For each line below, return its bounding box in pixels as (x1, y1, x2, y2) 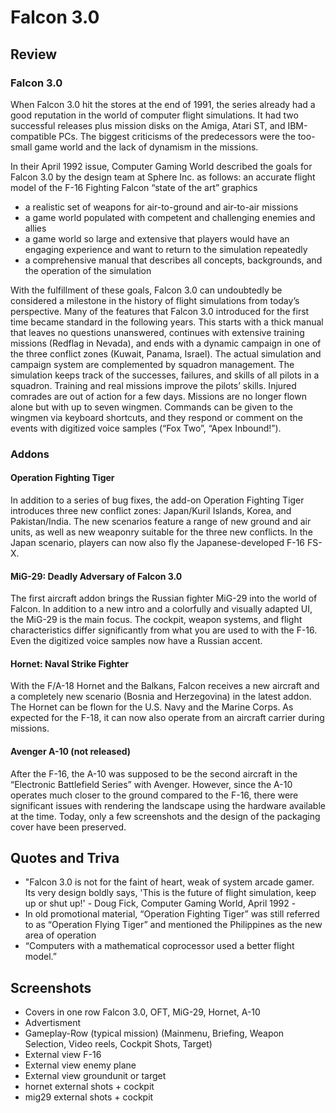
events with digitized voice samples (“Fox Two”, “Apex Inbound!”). (10, 422, 282, 434)
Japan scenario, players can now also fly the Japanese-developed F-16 (10, 537, 306, 548)
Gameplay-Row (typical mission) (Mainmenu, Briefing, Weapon (24, 1027, 285, 1040)
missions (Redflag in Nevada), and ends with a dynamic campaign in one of (10, 337, 322, 349)
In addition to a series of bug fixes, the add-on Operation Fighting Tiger (10, 494, 305, 506)
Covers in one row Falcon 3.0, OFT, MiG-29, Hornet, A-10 (24, 1006, 261, 1018)
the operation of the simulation (24, 264, 152, 276)
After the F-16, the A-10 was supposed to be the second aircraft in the (10, 767, 298, 780)
